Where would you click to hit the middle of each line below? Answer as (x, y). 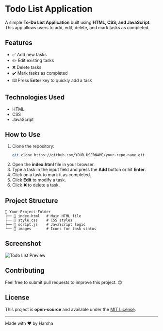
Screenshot (23, 244)
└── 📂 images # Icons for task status (51, 229)
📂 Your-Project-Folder (28, 212)
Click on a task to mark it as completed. (51, 175)
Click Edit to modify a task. (39, 180)
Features (19, 43)
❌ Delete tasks (27, 67)
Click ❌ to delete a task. (36, 185)
